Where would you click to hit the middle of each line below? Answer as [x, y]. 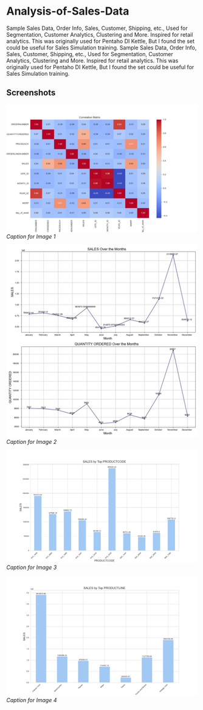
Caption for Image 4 [32, 700]
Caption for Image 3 [32, 567]
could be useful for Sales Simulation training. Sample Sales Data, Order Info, [101, 48]
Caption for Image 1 [31, 237]
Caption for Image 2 [32, 442]
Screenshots [31, 93]
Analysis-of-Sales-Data [68, 11]
